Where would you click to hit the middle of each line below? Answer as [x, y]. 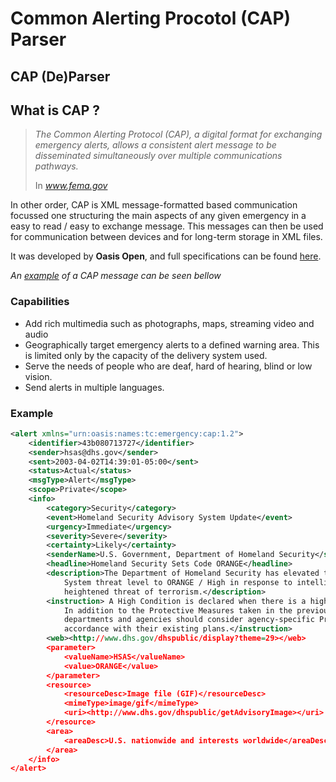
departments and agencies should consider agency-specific [189, 620]
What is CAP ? [55, 110]
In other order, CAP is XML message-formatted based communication [154, 205]
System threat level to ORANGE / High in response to [178, 582]
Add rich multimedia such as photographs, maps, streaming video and [169, 323]
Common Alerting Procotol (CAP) [151, 18]
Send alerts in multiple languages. [94, 387]
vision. [38, 376]
